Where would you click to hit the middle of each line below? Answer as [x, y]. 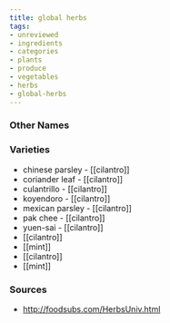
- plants [26, 60]
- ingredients [36, 43]
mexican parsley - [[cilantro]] [77, 208]
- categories [34, 52]
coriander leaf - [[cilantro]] [73, 179]
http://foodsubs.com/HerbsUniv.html [91, 309]
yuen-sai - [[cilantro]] [63, 227]
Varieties [30, 150]
